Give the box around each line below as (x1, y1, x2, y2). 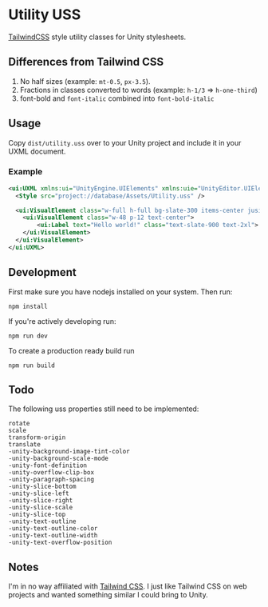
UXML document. (8, 146, 66, 156)
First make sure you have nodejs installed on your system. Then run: (8, 286, 233, 297)
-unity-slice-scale (8, 504, 73, 512)
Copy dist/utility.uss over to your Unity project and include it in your (8, 138, 242, 147)
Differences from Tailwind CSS (8, 55, 164, 69)
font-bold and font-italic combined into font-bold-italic (19, 94, 215, 103)
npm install (8, 302, 48, 310)
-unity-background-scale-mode (8, 454, 109, 463)
